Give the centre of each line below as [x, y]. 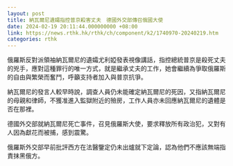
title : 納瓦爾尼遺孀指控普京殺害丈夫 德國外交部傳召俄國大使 [85, 20]
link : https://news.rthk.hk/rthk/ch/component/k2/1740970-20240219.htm [113, 33]
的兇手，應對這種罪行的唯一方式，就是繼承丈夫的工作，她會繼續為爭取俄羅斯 [116, 68]
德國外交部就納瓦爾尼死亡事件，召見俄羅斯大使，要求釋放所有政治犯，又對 [113, 124]
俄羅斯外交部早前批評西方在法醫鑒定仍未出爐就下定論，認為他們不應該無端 [113, 147]
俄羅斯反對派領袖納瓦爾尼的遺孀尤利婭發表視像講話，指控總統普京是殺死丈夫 [116, 60]
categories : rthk [32, 39]
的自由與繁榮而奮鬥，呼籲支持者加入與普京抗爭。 [77, 77]
